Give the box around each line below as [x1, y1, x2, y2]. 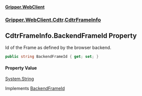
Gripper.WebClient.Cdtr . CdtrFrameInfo [5, 16, 101, 23]
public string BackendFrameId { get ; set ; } [5, 54, 99, 59]
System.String [5, 76, 34, 82]
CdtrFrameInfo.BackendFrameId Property [5, 31, 137, 40]
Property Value [5, 65, 37, 71]
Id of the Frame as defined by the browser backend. [5, 45, 112, 50]
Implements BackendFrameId [5, 86, 65, 92]
